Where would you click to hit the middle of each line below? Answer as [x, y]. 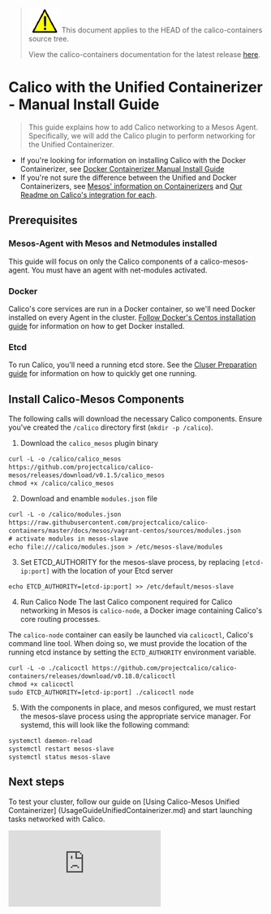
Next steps [37, 782]
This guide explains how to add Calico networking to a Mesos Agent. [143, 127]
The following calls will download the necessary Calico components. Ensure [135, 419]
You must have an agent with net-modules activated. [119, 270]
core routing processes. [60, 619]
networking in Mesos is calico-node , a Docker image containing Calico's [141, 610]
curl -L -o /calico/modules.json [65, 515]
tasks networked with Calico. [57, 819]
